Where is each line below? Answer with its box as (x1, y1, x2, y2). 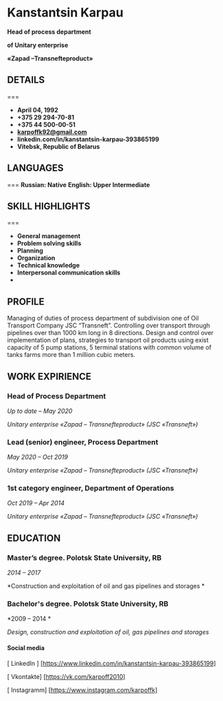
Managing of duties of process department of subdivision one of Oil (7, 314, 199, 323)
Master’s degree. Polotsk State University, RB (7, 552, 162, 562)
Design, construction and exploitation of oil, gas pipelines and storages (7, 628, 209, 636)
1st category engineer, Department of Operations (7, 484, 174, 493)
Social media (7, 644, 45, 652)
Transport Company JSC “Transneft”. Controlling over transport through (7, 321, 211, 330)
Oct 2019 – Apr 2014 (7, 499, 65, 507)
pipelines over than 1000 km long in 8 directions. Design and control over (7, 329, 214, 337)
